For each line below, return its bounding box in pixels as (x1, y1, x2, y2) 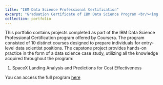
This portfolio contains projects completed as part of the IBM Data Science (5, 30, 155, 36)
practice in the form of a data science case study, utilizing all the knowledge (5, 50, 159, 56)
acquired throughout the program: (5, 56, 74, 62)
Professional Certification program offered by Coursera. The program (5, 35, 145, 41)
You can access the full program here (5, 74, 81, 81)
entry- (141, 40, 154, 46)
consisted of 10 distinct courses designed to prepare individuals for (5, 40, 141, 46)
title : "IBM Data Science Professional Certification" (5, 7, 119, 12)
